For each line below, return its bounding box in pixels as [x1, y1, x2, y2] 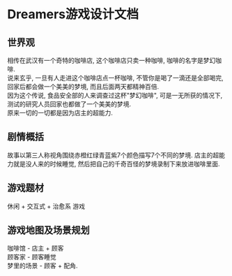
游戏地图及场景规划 [7, 224, 90, 236]
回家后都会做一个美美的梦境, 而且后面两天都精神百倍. [7, 82, 160, 91]
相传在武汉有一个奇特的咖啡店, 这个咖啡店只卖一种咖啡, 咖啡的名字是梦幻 [7, 57, 216, 64]
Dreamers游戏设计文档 [7, 6, 139, 22]
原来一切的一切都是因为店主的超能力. [7, 109, 114, 117]
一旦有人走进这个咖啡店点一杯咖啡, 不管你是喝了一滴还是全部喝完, [34, 74, 224, 82]
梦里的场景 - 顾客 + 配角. [7, 261, 78, 270]
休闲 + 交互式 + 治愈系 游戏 [7, 202, 86, 210]
